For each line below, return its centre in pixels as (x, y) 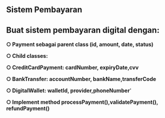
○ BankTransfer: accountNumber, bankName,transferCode (81, 79)
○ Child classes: (27, 56)
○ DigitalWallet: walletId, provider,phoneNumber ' (69, 91)
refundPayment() (28, 108)
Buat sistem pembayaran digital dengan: (83, 30)
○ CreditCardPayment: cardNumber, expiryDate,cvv (72, 67)
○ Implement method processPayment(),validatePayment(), (82, 102)
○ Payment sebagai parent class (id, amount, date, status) (80, 45)
